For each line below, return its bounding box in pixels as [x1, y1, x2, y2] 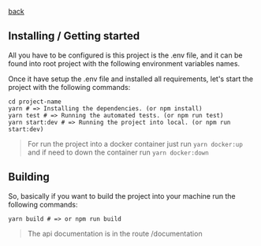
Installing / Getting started [8, 29, 140, 43]
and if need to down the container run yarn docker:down [27, 147, 209, 157]
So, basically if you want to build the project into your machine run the [8, 191, 236, 200]
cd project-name [8, 98, 62, 106]
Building [8, 170, 50, 184]
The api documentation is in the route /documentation [27, 229, 203, 238]
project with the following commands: [8, 82, 131, 91]
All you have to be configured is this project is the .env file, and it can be [8, 50, 243, 60]
